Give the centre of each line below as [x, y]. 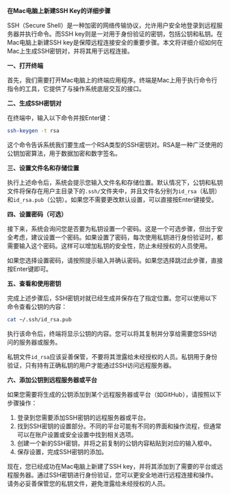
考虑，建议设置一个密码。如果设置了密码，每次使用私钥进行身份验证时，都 [118, 237]
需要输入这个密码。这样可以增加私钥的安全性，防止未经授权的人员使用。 [109, 245]
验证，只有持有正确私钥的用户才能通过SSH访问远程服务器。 [91, 365]
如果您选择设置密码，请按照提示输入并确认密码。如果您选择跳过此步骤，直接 [115, 260]
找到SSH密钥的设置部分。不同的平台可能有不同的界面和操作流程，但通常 [119, 426]
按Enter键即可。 [30, 269]
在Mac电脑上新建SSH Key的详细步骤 [59, 11]
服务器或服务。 [40, 342]
